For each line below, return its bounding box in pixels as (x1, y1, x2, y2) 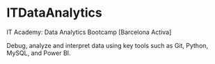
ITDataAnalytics (6, 5, 102, 21)
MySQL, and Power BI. (6, 49, 71, 57)
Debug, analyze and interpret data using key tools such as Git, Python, (6, 41, 209, 49)
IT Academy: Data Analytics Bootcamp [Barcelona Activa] (6, 28, 172, 36)
